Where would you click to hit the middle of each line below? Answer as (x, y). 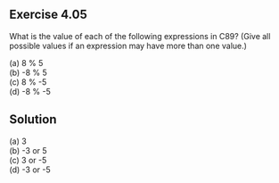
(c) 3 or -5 (28, 160)
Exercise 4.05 (48, 15)
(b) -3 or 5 (28, 150)
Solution (33, 120)
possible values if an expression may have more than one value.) (128, 46)
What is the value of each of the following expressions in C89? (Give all (140, 36)
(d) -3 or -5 (30, 170)
